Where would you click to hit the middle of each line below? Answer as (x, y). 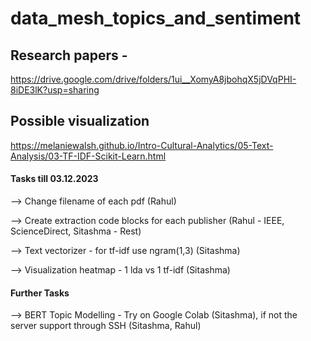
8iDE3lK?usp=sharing (55, 90)
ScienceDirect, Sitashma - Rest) (76, 231)
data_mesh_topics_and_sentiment (156, 18)
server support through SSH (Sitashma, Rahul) (106, 326)
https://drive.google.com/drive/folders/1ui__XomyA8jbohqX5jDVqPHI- (153, 79)
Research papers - (69, 55)
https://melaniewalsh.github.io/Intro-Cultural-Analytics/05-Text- (142, 145)
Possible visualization (80, 121)
